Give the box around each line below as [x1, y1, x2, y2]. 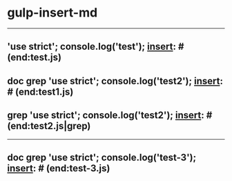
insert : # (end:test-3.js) [7, 162, 110, 174]
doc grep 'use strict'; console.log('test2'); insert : [7, 75, 223, 87]
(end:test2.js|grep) [7, 120, 91, 132]
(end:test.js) [7, 52, 62, 64]
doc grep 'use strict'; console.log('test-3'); [7, 151, 197, 163]
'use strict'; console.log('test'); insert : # [7, 41, 184, 53]
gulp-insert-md [7, 5, 98, 21]
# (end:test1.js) [7, 86, 74, 97]
